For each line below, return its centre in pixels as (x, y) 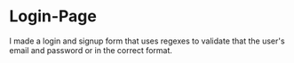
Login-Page (53, 16)
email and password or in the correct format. (91, 50)
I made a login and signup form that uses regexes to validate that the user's (147, 41)
